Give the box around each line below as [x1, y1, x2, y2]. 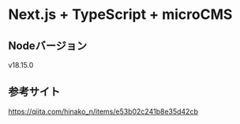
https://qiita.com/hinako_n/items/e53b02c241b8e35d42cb [8, 107, 199, 116]
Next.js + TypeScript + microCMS [8, 6, 233, 24]
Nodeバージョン [8, 39, 88, 52]
